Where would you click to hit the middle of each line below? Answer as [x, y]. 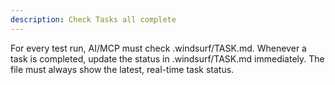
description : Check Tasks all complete [93, 19]
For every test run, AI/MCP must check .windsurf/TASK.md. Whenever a [158, 48]
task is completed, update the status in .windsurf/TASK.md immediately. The [167, 58]
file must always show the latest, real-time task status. [122, 69]
